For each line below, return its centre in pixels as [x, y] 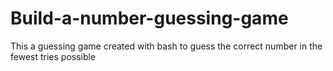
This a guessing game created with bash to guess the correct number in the [166, 46]
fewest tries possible [53, 56]
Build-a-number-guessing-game [149, 18]
